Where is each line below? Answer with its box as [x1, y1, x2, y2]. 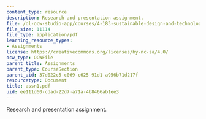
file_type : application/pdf [6, 32, 78, 38]
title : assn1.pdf [6, 83, 51, 90]
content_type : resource [6, 9, 67, 15]
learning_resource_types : [6, 37, 72, 44]
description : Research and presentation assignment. [6, 15, 144, 21]
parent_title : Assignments [6, 60, 75, 66]
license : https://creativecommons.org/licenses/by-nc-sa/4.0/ [6, 49, 169, 55]
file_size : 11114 [6, 26, 51, 33]
